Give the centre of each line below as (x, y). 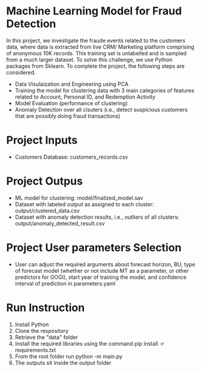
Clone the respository (42, 331)
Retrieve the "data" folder (46, 337)
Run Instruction (46, 307)
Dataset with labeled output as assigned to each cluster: (84, 204)
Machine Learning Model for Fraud (94, 11)
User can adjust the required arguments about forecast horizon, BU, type (105, 264)
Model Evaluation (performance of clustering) (71, 103)
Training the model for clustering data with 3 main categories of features (104, 90)
